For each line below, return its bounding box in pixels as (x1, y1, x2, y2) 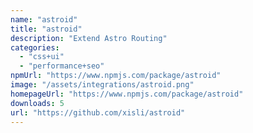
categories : (10, 42, 60, 53)
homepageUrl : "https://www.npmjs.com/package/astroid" (10, 89, 244, 99)
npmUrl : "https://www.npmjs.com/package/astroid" (10, 71, 222, 81)
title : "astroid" (10, 24, 83, 34)
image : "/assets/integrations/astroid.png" (10, 80, 195, 90)
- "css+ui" (19, 52, 65, 62)
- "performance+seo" (19, 61, 105, 71)
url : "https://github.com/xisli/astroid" (10, 107, 186, 118)
